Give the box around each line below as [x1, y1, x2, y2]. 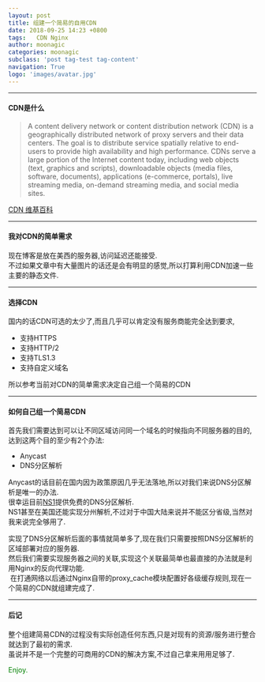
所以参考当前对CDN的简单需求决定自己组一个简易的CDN [8, 380, 191, 390]
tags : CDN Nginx [8, 33, 69, 42]
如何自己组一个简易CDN [8, 406, 87, 416]
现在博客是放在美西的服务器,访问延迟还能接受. [8, 251, 158, 261]
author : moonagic [8, 41, 65, 49]
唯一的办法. [21, 488, 59, 497]
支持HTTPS [19, 333, 58, 343]
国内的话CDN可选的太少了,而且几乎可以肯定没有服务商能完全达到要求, [8, 317, 235, 326]
